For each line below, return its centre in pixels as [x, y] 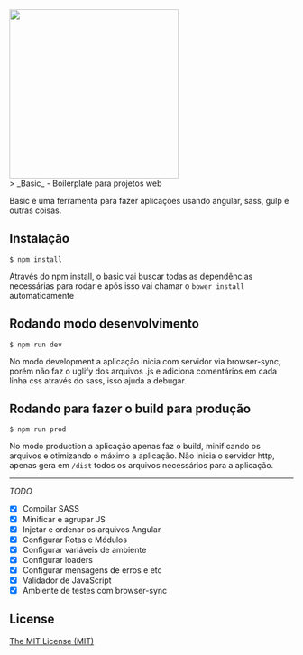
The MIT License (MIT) [52, 641]
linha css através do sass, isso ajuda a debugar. [98, 380]
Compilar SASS [50, 509]
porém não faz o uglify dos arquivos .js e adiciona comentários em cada [143, 371]
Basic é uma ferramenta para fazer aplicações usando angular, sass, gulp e [149, 201]
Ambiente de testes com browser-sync [95, 590]
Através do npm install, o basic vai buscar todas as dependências [131, 276]
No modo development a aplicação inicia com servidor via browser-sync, [145, 361]
